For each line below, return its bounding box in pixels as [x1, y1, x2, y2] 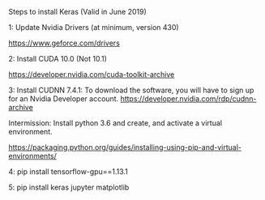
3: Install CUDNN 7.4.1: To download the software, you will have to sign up [8, 85, 254, 95]
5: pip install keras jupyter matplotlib [8, 182, 130, 192]
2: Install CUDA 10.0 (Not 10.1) [8, 54, 108, 63]
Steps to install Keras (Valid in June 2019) [8, 7, 147, 16]
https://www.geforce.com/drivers [8, 38, 120, 48]
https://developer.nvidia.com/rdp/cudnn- [120, 94, 257, 104]
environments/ [8, 151, 57, 160]
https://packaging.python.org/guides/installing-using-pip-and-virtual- [8, 143, 241, 152]
